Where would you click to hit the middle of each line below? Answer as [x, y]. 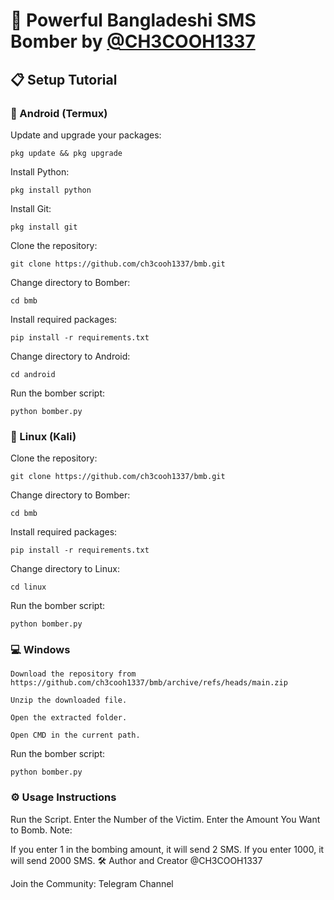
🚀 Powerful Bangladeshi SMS [133, 20]
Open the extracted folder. [69, 718]
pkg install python [51, 190]
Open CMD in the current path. [75, 735]
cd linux [28, 587]
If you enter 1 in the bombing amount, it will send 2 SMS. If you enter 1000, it [167, 849]
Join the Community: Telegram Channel [92, 883]
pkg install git [44, 227]
